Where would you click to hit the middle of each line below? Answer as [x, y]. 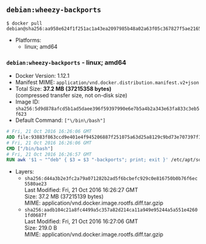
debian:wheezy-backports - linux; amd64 [67, 63]
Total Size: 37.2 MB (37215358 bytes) [63, 89]
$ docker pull [25, 23]
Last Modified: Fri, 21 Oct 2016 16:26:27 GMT [81, 190]
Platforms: [28, 40]
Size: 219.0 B [40, 228]
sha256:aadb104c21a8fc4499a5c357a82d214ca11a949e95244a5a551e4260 [111, 210]
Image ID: [27, 102]
